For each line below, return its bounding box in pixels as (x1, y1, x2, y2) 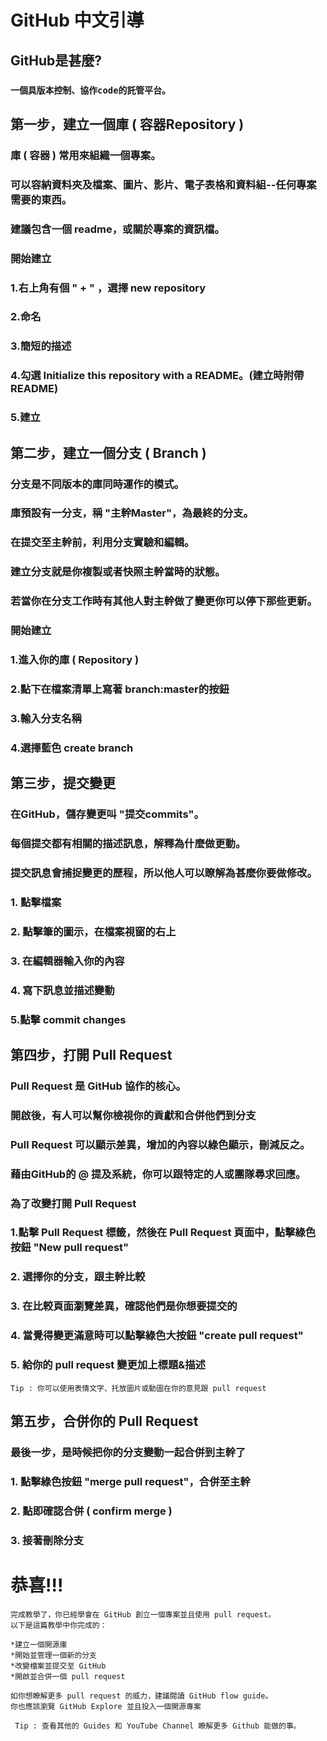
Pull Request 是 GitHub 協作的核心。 (10, 1079, 187, 1093)
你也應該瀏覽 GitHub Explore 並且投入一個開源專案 (10, 1701, 202, 1711)
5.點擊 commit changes (10, 1012, 127, 1026)
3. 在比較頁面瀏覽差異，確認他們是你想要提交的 (10, 1299, 238, 1313)
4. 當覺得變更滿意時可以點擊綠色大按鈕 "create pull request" (10, 1329, 304, 1343)
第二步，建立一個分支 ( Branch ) (10, 444, 207, 461)
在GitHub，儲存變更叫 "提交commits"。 (10, 807, 205, 821)
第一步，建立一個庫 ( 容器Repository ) (10, 116, 245, 133)
